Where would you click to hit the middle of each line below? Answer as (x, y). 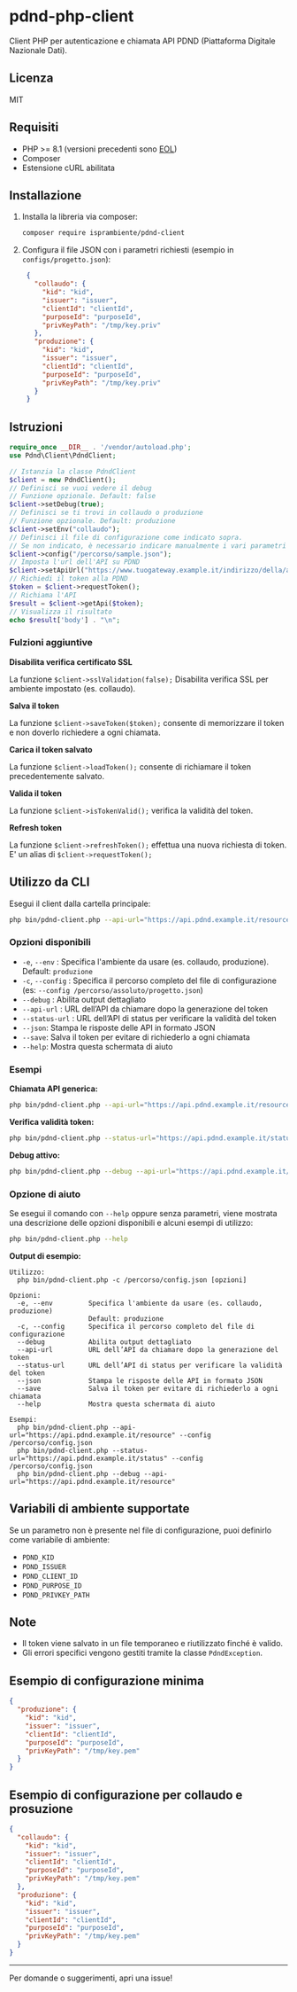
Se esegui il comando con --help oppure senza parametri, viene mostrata (143, 1213)
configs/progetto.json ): (66, 260)
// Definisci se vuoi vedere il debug (80, 488)
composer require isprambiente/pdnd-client (103, 233)
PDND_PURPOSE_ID (52, 1586)
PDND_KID (38, 1558)
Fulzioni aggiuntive (51, 643)
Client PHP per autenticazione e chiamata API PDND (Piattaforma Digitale (142, 41)
